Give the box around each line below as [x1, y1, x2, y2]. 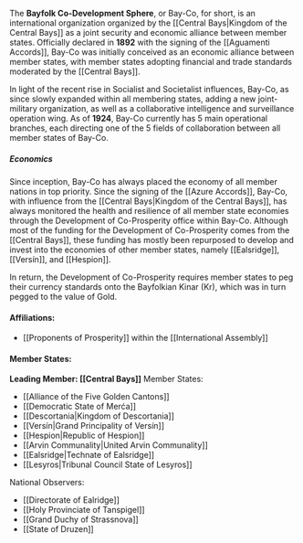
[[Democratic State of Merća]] [22, 401, 137, 412]
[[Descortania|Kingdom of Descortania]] [22, 410, 175, 421]
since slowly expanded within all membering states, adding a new [9, 93, 256, 104]
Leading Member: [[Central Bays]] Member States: [9, 374, 204, 385]
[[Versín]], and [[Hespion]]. [9, 253, 111, 264]
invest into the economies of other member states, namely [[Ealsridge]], [9, 244, 280, 255]
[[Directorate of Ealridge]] [22, 495, 120, 506]
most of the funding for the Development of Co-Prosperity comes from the [9, 224, 290, 236]
